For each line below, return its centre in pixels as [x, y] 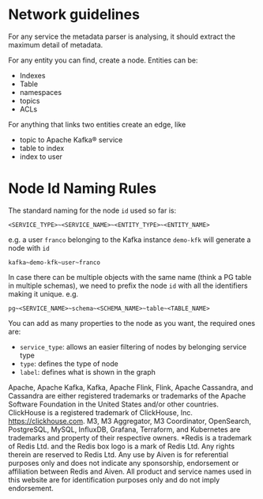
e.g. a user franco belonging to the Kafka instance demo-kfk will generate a [130, 240]
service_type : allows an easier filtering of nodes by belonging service [133, 346]
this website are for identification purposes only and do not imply [114, 479]
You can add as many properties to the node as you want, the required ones [131, 323]
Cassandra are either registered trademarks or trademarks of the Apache [127, 395]
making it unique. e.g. [43, 293]
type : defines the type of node [69, 363]
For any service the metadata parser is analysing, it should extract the [122, 36]
